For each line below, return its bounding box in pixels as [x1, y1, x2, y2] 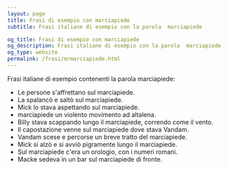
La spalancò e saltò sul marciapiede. [17, 95, 123, 104]
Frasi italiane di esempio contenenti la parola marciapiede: [7, 74, 175, 83]
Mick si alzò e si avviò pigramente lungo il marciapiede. [17, 140, 177, 148]
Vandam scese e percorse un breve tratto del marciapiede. [17, 132, 187, 141]
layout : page [7, 10, 46, 17]
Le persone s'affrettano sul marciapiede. [17, 88, 135, 97]
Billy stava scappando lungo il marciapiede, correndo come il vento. [17, 118, 214, 126]
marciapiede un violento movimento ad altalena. [17, 110, 156, 119]
